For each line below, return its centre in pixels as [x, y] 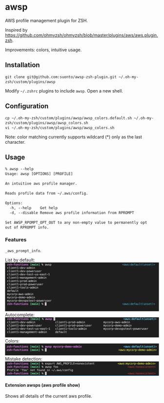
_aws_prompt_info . [23, 250]
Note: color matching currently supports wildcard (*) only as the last [74, 137]
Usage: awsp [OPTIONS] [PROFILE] [39, 174]
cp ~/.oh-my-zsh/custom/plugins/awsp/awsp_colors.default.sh [69, 118]
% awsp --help [20, 169]
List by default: [20, 260]
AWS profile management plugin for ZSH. [46, 20]
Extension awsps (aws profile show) [43, 385]
